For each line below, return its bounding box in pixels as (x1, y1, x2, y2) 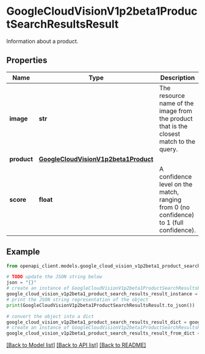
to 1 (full (159, 218, 184, 227)
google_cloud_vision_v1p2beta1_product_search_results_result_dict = (6, 319, 187, 325)
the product (159, 114, 193, 123)
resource (159, 91, 185, 100)
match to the (159, 137, 196, 146)
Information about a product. (6, 37, 79, 45)
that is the (159, 122, 188, 130)
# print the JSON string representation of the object (6, 297, 149, 303)
